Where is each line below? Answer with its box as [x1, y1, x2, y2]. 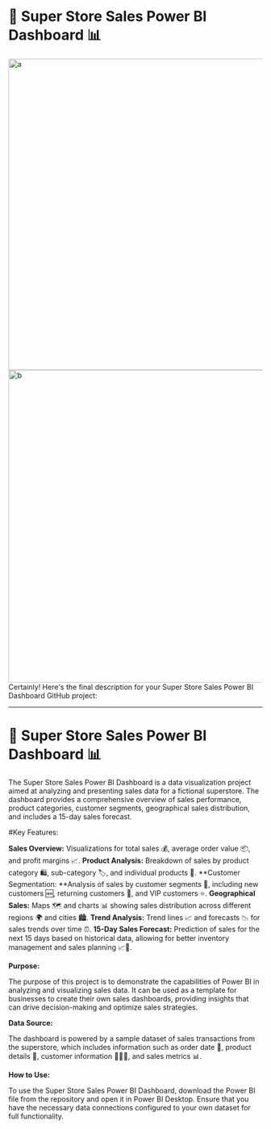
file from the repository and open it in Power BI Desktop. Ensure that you [8, 1093, 249, 1104]
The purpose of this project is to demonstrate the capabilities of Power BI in [8, 976, 260, 986]
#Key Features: [8, 827, 59, 837]
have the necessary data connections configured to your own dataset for [8, 1102, 252, 1112]
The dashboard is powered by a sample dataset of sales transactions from [8, 1033, 256, 1043]
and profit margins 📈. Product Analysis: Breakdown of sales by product [8, 855, 249, 865]
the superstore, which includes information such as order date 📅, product [8, 1042, 252, 1052]
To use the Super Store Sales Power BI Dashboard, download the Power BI [8, 1085, 256, 1095]
